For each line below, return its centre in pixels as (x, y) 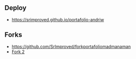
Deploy (16, 8)
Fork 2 (18, 52)
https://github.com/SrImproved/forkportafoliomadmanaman (71, 46)
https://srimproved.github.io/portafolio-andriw (58, 19)
